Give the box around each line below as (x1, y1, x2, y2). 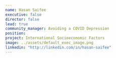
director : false (5, 17, 39, 22)
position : (5, 31, 26, 36)
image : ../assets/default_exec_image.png (5, 40, 94, 45)
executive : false (5, 12, 42, 17)
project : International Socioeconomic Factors (5, 36, 105, 41)
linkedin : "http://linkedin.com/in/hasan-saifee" (5, 45, 112, 50)
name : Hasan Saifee (5, 7, 46, 13)
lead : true (5, 21, 28, 27)
